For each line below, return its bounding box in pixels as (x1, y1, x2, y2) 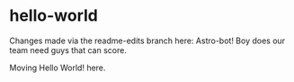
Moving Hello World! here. (9, 62, 106, 73)
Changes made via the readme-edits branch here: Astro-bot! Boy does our (9, 35, 286, 46)
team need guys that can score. (9, 44, 128, 55)
